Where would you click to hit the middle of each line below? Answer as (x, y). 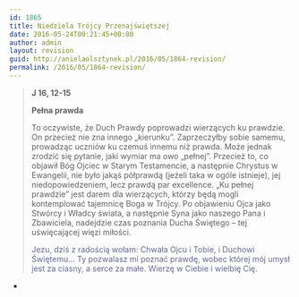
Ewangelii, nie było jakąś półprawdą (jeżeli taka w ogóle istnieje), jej (156, 174)
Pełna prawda (57, 110)
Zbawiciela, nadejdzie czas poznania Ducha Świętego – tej (139, 222)
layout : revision (42, 51)
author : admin (36, 42)
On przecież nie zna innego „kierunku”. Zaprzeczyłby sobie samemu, (158, 137)
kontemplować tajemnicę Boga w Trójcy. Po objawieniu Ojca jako (151, 203)
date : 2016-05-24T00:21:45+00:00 (72, 34)
